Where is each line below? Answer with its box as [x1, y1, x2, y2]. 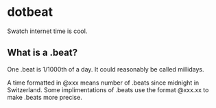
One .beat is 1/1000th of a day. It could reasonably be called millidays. [7, 65, 204, 73]
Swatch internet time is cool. [7, 27, 88, 35]
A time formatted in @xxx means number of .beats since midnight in [7, 78, 200, 87]
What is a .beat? [7, 47, 77, 58]
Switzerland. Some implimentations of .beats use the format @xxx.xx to [7, 85, 209, 94]
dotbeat [7, 4, 53, 20]
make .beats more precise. [7, 93, 82, 101]
